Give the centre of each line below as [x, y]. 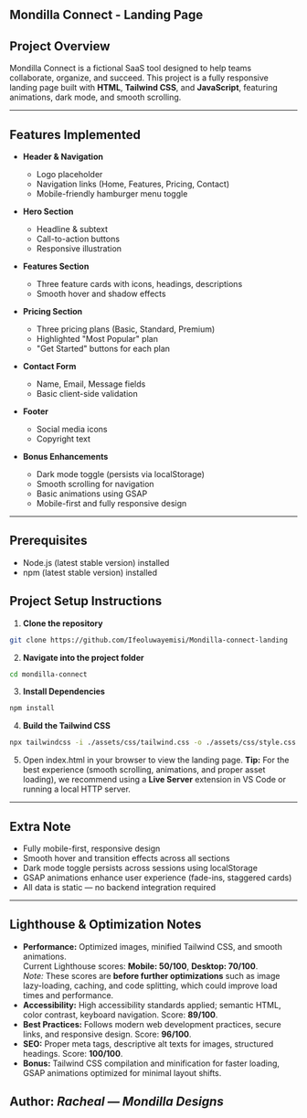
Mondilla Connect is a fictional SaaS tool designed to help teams [131, 69]
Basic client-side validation [87, 394]
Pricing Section [53, 312]
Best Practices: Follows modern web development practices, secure [152, 1024]
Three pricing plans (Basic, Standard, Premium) [126, 329]
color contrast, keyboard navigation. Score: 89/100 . [120, 1015]
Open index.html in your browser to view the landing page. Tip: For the [156, 760]
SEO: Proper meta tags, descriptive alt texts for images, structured [148, 1043]
